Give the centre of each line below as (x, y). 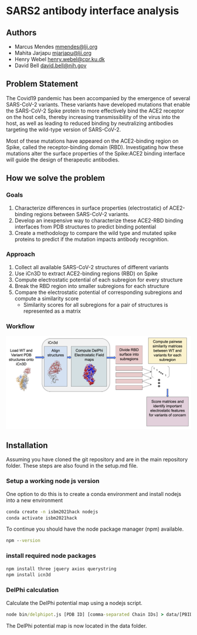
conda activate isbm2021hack (42, 518)
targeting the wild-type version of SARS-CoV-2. (64, 129)
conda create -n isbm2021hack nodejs (52, 512)
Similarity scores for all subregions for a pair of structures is (96, 305)
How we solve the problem (56, 178)
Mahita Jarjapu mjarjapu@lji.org (53, 53)
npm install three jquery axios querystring (61, 569)
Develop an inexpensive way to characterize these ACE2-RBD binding (99, 220)
